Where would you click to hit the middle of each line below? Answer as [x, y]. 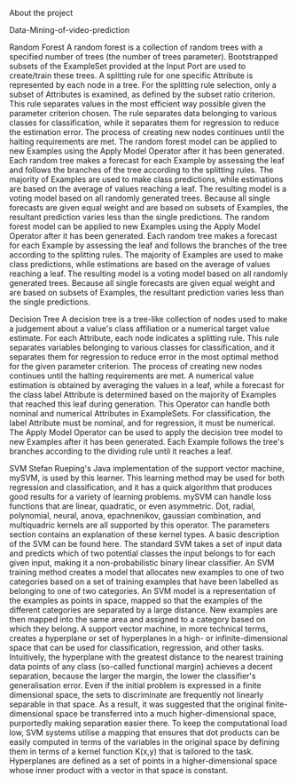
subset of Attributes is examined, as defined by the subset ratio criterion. [142, 94]
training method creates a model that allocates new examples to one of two [147, 572]
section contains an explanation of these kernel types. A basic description [145, 535]
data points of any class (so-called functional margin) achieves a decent [141, 666]
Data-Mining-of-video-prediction [70, 30]
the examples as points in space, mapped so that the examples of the [136, 600]
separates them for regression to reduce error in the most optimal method [144, 357]
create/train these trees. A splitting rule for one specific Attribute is [131, 75]
